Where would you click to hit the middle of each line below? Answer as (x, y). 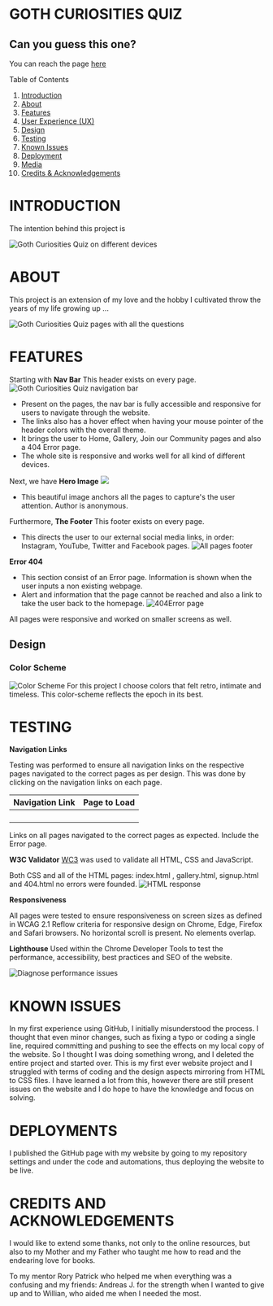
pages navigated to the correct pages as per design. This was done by (128, 774)
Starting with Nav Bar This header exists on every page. (103, 379)
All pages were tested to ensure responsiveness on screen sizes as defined (136, 915)
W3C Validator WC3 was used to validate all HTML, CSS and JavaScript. (132, 860)
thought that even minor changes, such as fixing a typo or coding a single (132, 1037)
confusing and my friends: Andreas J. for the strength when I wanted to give (137, 1285)
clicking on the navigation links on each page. (86, 783)
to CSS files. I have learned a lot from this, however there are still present (132, 1081)
